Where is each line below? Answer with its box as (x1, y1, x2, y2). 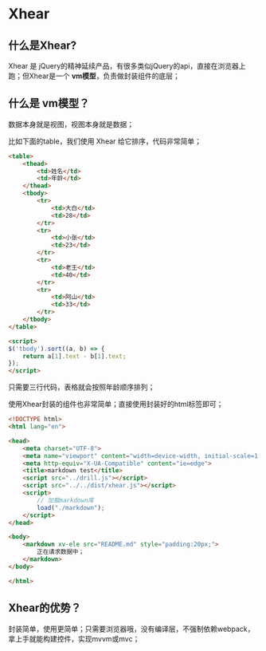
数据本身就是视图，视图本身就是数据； (8, 119, 134, 128)
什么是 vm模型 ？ (8, 97, 90, 110)
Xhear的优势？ (8, 602, 82, 615)
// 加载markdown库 (37, 496, 94, 504)
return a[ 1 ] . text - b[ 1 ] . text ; (22, 352, 127, 360)
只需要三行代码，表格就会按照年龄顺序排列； (8, 382, 155, 392)
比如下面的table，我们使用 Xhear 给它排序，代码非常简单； (8, 136, 201, 146)
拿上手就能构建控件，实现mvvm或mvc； (8, 633, 140, 643)
